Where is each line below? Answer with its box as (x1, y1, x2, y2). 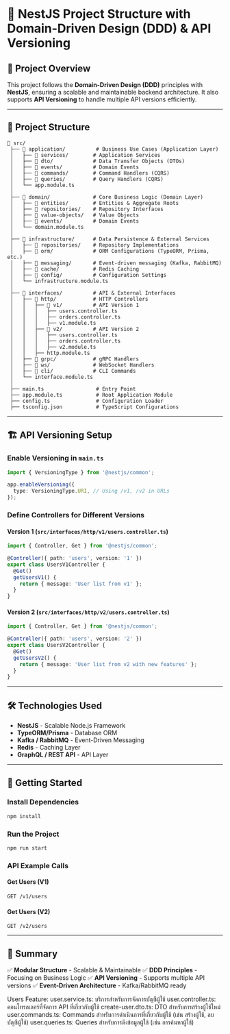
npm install (7, 813, 41, 820)
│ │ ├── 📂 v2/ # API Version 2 (10, 325, 139, 332)
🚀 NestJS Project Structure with (7, 6, 191, 22)
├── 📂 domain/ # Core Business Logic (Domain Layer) (10, 193, 204, 201)
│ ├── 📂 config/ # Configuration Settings (10, 271, 167, 278)
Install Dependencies (7, 798, 79, 807)
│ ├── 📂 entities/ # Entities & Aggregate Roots (10, 199, 179, 206)
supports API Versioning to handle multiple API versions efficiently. (7, 95, 197, 103)
